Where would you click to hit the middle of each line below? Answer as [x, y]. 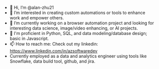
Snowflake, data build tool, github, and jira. [53, 61]
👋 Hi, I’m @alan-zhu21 [32, 8]
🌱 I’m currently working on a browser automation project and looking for [82, 23]
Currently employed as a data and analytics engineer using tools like [78, 56]
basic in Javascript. [29, 38]
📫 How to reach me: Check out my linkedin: [54, 44]
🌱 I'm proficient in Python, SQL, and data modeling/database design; [78, 33]
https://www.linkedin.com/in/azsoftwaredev [53, 51]
